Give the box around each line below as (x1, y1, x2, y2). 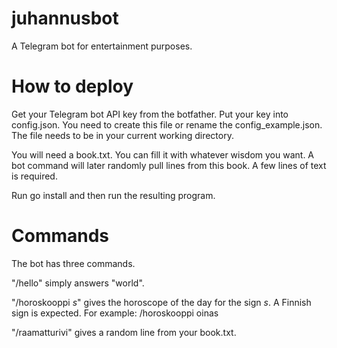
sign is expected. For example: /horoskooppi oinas (11, 307, 219, 319)
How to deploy (11, 75, 134, 98)
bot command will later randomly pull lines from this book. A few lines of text (11, 159, 327, 171)
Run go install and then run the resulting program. (11, 189, 216, 201)
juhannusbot (11, 7, 119, 30)
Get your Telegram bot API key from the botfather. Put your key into (11, 108, 289, 120)
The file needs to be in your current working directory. (11, 129, 234, 141)
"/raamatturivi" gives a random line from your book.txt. (11, 326, 237, 338)
